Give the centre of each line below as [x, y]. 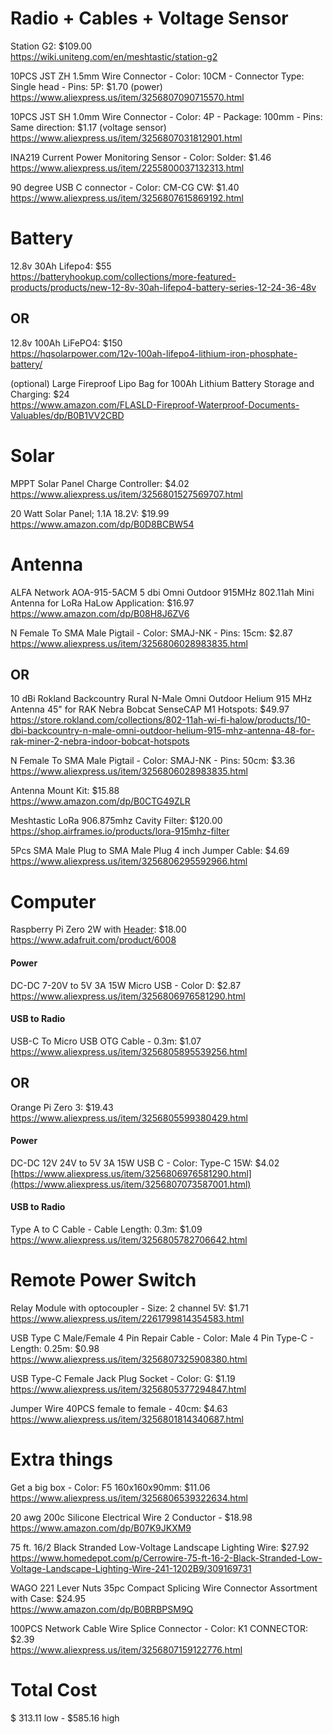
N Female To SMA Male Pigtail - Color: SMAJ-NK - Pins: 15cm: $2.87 [151, 633]
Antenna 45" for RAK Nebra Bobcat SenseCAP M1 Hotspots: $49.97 [150, 709]
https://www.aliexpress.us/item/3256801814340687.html [127, 1419]
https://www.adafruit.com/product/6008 [93, 940]
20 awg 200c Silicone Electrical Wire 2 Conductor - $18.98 [131, 1517]
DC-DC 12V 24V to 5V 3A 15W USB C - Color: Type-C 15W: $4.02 [145, 1163]
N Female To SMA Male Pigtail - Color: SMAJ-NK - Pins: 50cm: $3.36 [153, 761]
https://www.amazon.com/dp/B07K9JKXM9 [101, 1528]
